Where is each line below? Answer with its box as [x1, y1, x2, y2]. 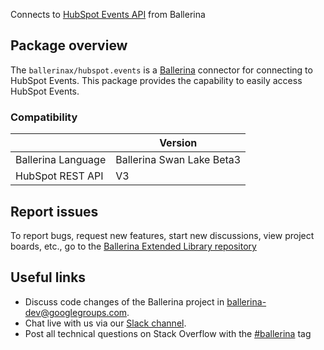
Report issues [10, 203, 99, 220]
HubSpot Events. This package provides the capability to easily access [10, 74, 303, 86]
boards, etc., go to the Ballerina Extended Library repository [10, 240, 257, 252]
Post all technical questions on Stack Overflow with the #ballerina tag [24, 327, 312, 339]
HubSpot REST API [15, 169, 104, 183]
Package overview [10, 37, 128, 54]
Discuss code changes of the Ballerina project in [24, 295, 225, 308]
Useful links [10, 269, 87, 286]
